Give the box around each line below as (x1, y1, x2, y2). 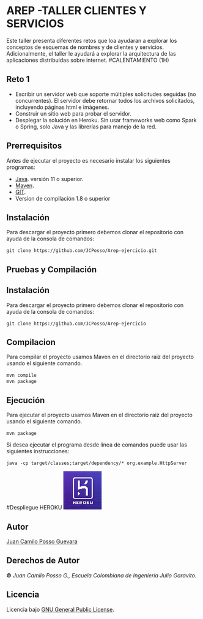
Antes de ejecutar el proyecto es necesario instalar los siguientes (6, 157, 171, 164)
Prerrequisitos (6, 141, 62, 151)
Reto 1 (6, 74, 30, 84)
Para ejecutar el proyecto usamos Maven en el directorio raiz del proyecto (6, 411, 193, 419)
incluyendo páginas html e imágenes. (15, 103, 109, 111)
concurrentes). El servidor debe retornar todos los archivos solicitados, (15, 97, 195, 104)
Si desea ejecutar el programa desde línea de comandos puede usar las (6, 441, 188, 448)
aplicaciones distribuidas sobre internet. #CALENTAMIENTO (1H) (6, 56, 169, 64)
